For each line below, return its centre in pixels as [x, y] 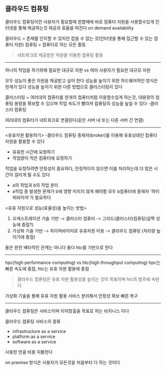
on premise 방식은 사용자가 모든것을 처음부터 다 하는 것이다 [62, 362]
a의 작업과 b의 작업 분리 [35, 185]
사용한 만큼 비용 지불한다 [29, 352]
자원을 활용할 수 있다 [25, 141]
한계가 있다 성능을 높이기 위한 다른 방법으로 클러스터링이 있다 [64, 87]
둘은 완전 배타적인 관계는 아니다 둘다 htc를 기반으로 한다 [59, 247]
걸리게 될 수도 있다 [32, 175]
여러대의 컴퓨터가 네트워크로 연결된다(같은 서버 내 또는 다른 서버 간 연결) [75, 120]
